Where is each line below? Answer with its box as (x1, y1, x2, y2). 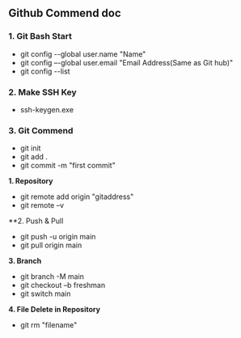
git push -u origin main (19, 232, 96, 242)
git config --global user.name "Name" (19, 49, 146, 59)
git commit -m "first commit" (19, 161, 116, 171)
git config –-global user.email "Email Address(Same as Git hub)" (19, 57, 234, 67)
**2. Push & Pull (8, 216, 64, 226)
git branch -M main (19, 272, 85, 281)
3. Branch (8, 256, 42, 266)
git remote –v (19, 201, 65, 210)
